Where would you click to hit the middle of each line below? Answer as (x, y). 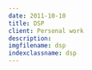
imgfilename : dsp (37, 46)
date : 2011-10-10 (37, 16)
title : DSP (26, 23)
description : (30, 38)
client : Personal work (46, 31)
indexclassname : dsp (43, 53)
